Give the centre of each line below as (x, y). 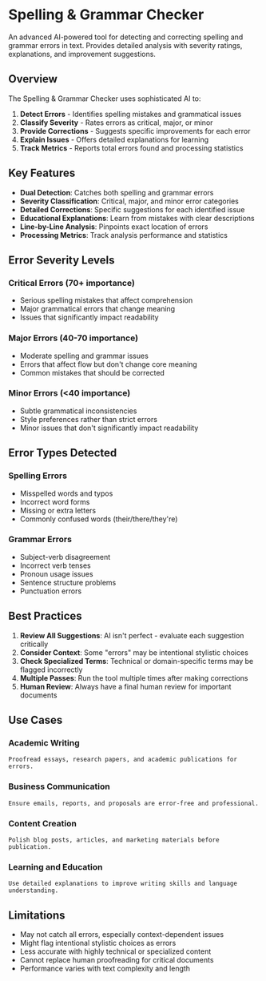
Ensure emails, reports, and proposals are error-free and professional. (134, 803)
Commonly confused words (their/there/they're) (99, 519)
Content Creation (43, 823)
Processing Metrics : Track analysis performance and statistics (123, 235)
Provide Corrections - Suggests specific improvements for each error (135, 131)
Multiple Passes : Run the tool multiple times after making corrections (134, 677)
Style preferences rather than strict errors (89, 419)
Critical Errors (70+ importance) (72, 283)
